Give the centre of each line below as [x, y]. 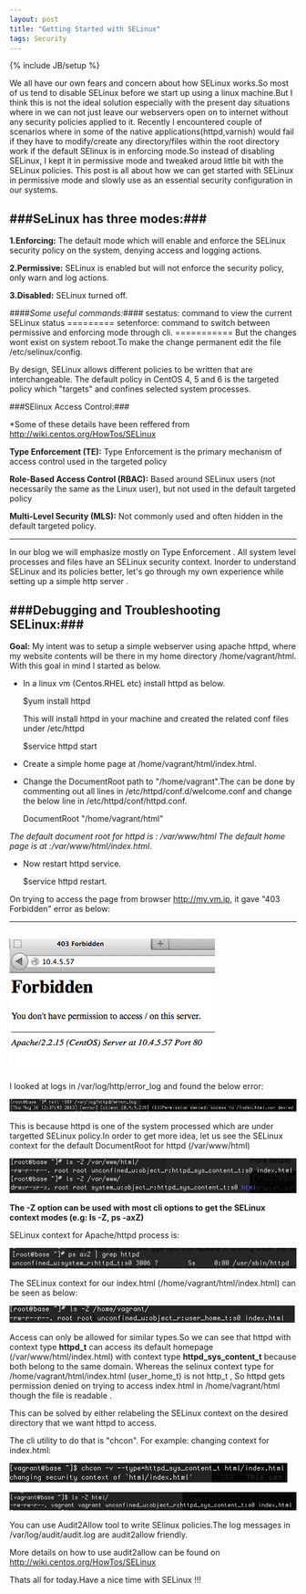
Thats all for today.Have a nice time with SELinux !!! [106, 1580]
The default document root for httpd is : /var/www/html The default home [148, 836]
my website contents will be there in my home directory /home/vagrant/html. [153, 656]
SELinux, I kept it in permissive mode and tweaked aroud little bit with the [147, 161]
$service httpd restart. [65, 881]
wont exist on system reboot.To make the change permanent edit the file [146, 342]
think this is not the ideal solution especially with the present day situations [150, 103]
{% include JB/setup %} [55, 66]
